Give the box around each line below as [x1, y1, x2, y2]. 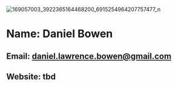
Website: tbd [6, 71, 56, 82]
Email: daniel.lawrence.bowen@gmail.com [6, 51, 171, 61]
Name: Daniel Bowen [6, 27, 113, 41]
